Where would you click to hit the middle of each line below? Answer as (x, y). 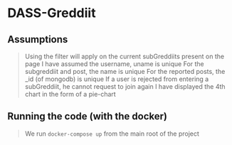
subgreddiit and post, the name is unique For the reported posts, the (125, 71)
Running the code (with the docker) (87, 116)
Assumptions (38, 39)
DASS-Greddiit (52, 13)
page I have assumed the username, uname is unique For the (114, 64)
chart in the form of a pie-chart (70, 94)
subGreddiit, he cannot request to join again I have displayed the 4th (125, 86)
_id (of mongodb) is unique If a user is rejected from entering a (117, 79)
